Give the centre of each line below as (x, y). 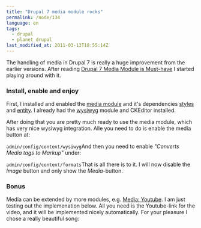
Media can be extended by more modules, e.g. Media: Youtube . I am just (96, 200)
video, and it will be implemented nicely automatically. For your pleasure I (97, 212)
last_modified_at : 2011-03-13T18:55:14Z (58, 46)
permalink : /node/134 (33, 17)
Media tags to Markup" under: (44, 153)
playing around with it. (34, 75)
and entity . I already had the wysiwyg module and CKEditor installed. (91, 110)
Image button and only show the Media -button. (64, 171)
